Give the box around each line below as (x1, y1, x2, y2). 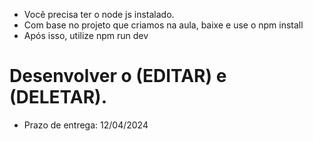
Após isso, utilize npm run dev (23, 30, 149, 41)
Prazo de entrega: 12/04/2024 (23, 119, 149, 131)
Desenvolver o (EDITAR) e (9, 65, 227, 88)
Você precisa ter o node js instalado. (23, 9, 175, 20)
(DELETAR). (9, 86, 108, 109)
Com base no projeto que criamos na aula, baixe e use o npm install (23, 19, 304, 31)
